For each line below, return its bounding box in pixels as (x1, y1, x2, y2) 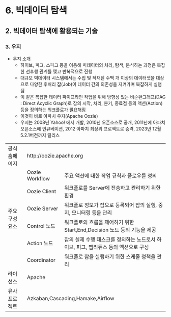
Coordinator (26, 256, 56, 263)
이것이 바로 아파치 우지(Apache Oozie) (20, 113, 98, 119)
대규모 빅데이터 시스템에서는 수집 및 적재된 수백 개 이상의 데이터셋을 (20, 74, 155, 81)
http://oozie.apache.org (26, 152, 83, 159)
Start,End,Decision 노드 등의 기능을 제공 (64, 226, 156, 233)
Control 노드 (26, 222, 55, 229)
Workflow (26, 175, 50, 182)
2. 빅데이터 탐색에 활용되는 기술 (5, 27, 98, 35)
